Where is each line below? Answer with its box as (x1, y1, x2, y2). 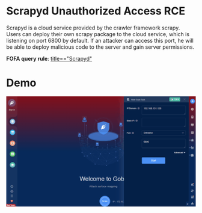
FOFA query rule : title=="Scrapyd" (6, 55, 93, 62)
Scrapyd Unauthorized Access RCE (6, 4, 185, 18)
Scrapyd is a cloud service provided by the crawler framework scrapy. (6, 24, 180, 31)
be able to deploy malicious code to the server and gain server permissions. (6, 43, 194, 51)
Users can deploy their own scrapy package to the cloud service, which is (6, 30, 190, 37)
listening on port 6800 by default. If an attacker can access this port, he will (6, 37, 194, 44)
